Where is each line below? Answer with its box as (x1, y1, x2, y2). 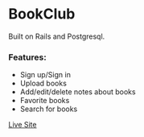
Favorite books (19, 96, 70, 106)
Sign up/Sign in (19, 70, 71, 80)
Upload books (19, 78, 67, 89)
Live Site (8, 120, 37, 130)
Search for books (19, 104, 78, 114)
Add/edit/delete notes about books (19, 87, 136, 97)
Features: (8, 52, 47, 63)
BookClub (8, 5, 76, 23)
